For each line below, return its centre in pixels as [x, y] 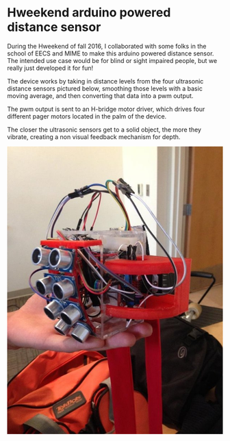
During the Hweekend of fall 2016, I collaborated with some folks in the [107, 46]
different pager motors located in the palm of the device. [87, 116]
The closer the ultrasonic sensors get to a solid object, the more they [104, 129]
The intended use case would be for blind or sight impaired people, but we [112, 60]
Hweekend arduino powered [89, 13]
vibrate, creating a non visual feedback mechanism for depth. [94, 137]
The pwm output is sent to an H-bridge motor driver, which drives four [106, 109]
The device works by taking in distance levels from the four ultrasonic [105, 81]
